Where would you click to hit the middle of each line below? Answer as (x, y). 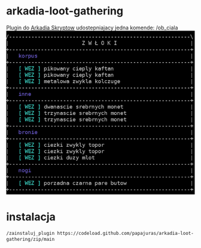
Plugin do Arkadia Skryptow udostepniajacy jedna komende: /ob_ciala (92, 28)
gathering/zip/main (31, 240)
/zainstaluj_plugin (31, 234)
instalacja (31, 217)
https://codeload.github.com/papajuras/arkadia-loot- (126, 234)
